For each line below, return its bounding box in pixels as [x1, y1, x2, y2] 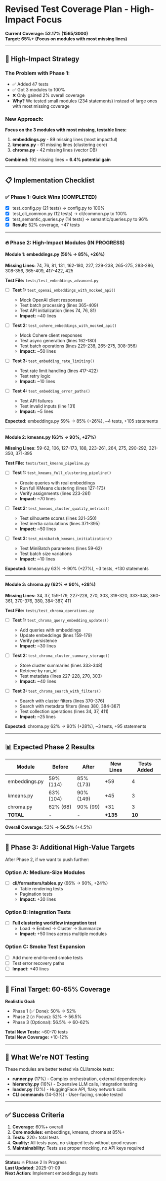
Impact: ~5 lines [19, 408, 53, 414]
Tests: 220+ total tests [12, 1134, 59, 1141]
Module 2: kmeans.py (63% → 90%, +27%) [5, 434, 96, 440]
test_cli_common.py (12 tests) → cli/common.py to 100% [12, 210, 127, 217]
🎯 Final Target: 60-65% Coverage [5, 985, 111, 994]
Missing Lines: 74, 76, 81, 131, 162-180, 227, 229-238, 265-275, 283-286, [5, 262, 154, 268]
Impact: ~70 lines [19, 495, 56, 501]
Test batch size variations [19, 551, 72, 556]
